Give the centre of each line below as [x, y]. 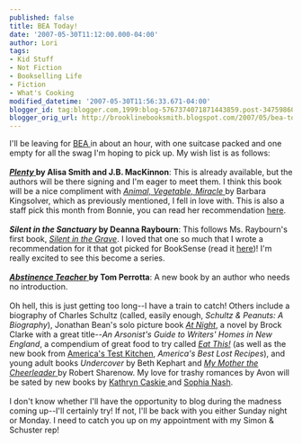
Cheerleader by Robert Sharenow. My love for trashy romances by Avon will [150, 373]
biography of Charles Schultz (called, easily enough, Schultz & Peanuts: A [147, 315]
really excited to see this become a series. [87, 258]
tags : [19, 51]
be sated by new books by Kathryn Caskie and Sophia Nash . [121, 382]
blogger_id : [31, 110]
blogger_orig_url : [44, 118]
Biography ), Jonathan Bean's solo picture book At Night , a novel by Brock [146, 325]
